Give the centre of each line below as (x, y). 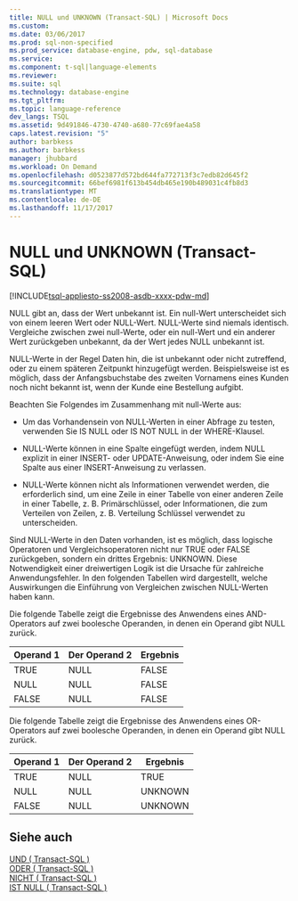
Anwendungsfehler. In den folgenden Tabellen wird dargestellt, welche (139, 577)
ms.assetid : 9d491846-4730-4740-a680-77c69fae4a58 (105, 126)
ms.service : (31, 59)
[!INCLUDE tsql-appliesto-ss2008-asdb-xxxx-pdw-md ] (109, 296)
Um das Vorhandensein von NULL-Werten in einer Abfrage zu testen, (149, 422)
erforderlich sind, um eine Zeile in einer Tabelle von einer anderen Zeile (153, 494)
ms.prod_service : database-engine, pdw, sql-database (111, 51)
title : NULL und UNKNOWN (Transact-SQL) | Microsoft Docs (119, 17)
